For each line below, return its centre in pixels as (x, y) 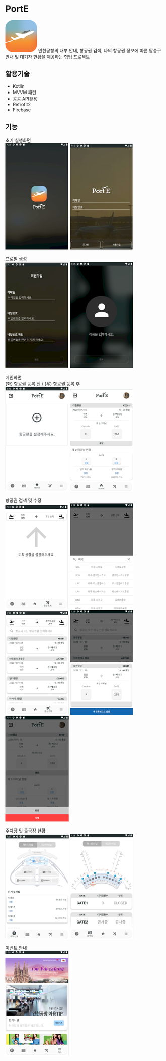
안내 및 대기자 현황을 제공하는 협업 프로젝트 (48, 57)
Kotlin (18, 86)
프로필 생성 (16, 259)
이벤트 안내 (16, 948)
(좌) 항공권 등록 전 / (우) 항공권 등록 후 (43, 383)
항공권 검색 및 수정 (23, 500)
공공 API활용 (25, 99)
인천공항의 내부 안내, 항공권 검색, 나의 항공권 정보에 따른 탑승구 (100, 50)
